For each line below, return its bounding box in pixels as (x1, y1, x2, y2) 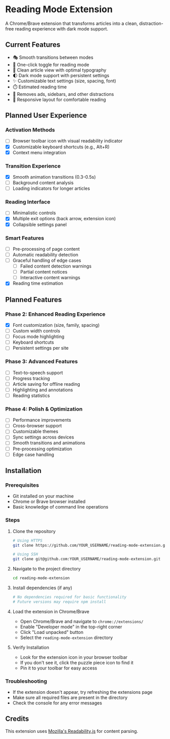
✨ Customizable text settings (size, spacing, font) (12, 78, 117, 84)
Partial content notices (20, 269, 67, 275)
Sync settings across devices (12, 434, 75, 440)
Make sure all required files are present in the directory (12, 694, 128, 701)
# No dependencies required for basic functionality (12, 595, 127, 600)
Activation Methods (5, 126, 55, 133)
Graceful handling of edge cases (12, 257, 81, 263)
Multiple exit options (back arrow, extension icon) (12, 216, 116, 222)
